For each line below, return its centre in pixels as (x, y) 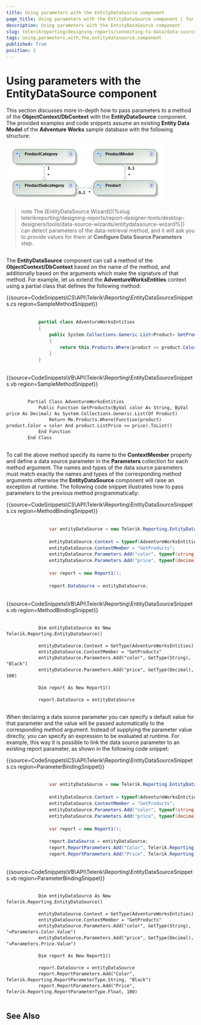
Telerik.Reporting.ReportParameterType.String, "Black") (79, 979)
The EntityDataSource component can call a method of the (80, 261)
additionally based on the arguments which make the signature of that (92, 273)
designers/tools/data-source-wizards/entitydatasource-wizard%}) (103, 224)
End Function (54, 432)
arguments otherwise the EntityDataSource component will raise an (90, 480)
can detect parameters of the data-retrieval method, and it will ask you (108, 230)
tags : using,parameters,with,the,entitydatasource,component (84, 38)
